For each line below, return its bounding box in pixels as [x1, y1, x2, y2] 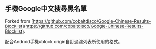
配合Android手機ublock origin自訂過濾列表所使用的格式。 [5, 38, 123, 44]
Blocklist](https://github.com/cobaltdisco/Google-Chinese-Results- [5, 23, 144, 29]
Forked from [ [5, 18, 33, 24]
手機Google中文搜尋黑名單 [5, 4, 87, 13]
